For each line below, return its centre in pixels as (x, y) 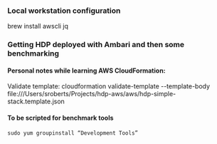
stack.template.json (36, 101)
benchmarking (33, 53)
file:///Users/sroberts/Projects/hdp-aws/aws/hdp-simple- (92, 94)
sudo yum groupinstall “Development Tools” (73, 133)
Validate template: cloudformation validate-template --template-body (109, 86)
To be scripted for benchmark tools (60, 118)
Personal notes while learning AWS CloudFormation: (86, 71)
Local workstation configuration (64, 11)
